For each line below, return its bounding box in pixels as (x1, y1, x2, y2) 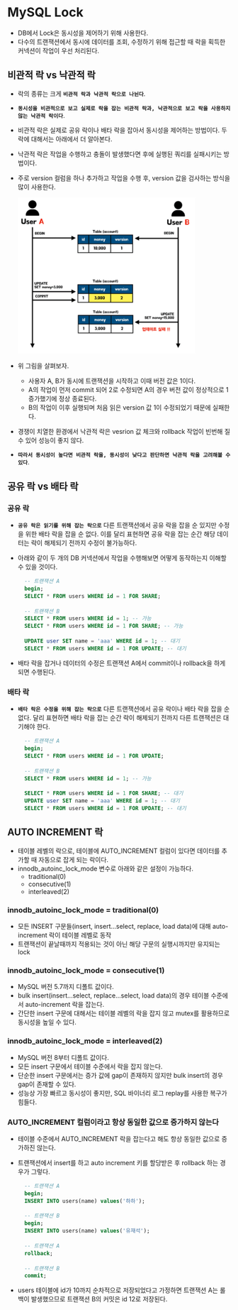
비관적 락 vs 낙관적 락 (7, 69, 96, 82)
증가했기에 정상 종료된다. (28, 395, 97, 403)
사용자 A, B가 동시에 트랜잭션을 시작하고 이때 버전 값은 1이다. (28, 377, 196, 386)
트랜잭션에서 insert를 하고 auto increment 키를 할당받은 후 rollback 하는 (17, 1158, 218, 1167)
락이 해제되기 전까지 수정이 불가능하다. (30, 539, 137, 547)
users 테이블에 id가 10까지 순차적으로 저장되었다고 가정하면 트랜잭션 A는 (17, 1286, 218, 1294)
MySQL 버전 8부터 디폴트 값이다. (17, 1053, 110, 1061)
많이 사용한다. (17, 182, 57, 191)
